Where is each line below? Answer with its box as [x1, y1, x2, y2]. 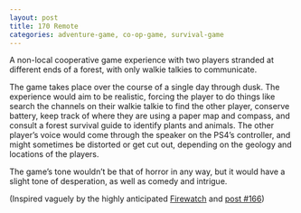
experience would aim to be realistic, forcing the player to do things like [9, 91, 276, 102]
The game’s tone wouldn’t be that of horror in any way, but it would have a [9, 166, 286, 177]
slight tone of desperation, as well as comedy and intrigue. [9, 176, 228, 187]
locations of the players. [9, 149, 99, 160]
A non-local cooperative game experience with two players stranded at [9, 55, 274, 66]
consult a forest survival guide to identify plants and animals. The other [9, 120, 274, 131]
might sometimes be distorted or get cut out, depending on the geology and [9, 139, 292, 150]
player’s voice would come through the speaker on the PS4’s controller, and [9, 130, 291, 141]
